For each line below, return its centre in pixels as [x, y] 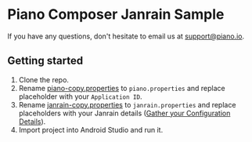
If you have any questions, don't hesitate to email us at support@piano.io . [126, 36]
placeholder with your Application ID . [80, 96]
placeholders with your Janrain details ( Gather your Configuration [124, 113]
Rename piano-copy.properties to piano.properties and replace [122, 88]
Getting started [45, 61]
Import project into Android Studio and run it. [91, 129]
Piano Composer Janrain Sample [116, 15]
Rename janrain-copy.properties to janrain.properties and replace [127, 104]
